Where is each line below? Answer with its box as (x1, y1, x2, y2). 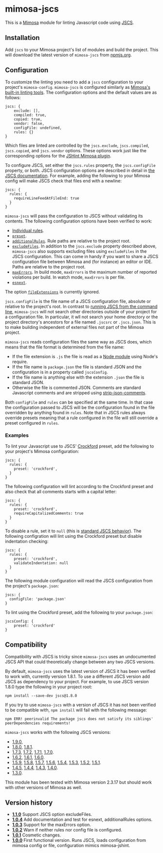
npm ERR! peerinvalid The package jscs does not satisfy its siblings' (5, 716, 153, 721)
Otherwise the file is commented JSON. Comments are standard (12, 385, 141, 390)
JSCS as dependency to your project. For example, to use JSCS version (5, 678, 149, 684)
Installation (5, 34, 40, 42)
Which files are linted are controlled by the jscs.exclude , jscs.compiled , (5, 142, 149, 148)
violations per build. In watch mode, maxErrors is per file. (12, 274, 126, 280)
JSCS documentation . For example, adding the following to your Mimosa (5, 172, 150, 179)
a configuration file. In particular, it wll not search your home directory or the (5, 314, 158, 320)
